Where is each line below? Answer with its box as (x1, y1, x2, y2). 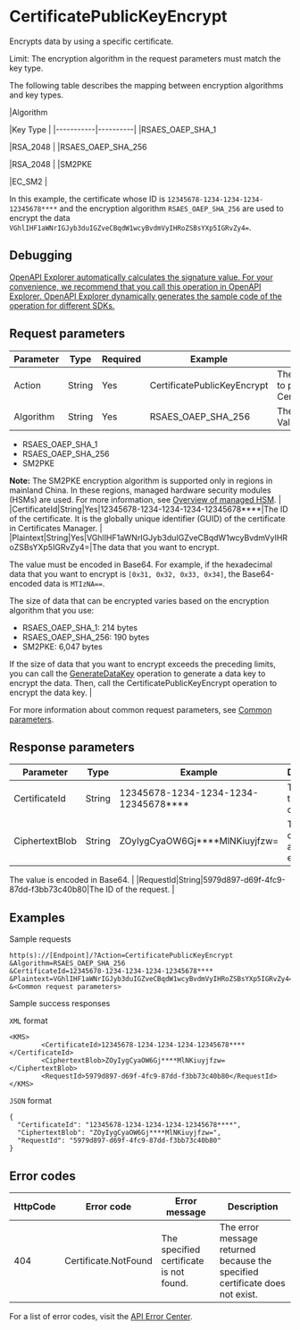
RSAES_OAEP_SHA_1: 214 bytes (21, 622, 138, 632)
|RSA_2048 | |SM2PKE (9, 158, 92, 169)
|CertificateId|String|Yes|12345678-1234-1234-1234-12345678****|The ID (9, 504, 288, 514)
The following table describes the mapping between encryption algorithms (9, 80, 284, 90)
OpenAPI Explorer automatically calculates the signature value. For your (9, 271, 274, 283)
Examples (9, 910, 65, 925)
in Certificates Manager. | (9, 522, 103, 533)
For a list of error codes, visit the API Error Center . (9, 1311, 194, 1321)
